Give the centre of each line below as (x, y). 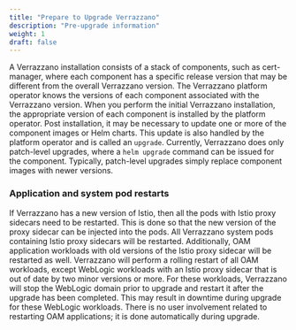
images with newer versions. (61, 171)
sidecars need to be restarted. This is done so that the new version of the (143, 222)
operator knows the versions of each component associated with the (134, 96)
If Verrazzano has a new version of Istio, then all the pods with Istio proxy (143, 212)
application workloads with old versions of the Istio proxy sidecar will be (140, 250)
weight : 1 (27, 34)
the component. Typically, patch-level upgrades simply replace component (146, 161)
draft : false (33, 42)
